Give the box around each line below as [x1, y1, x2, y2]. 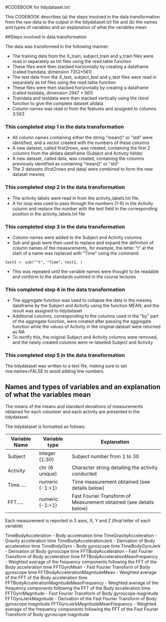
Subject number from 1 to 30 [71, 453, 139, 460]
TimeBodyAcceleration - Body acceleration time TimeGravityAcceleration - [5, 532, 157, 539]
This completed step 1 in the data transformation [5, 123, 124, 130]
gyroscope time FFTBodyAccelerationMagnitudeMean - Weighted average [5, 570, 157, 575]
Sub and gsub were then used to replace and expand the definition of [12, 240, 154, 246]
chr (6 [39, 464, 53, 471]
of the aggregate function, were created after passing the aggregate [12, 318, 152, 324]
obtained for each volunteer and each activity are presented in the [5, 409, 140, 415]
